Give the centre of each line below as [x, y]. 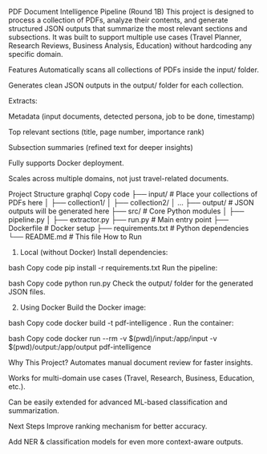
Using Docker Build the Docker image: [83, 307]
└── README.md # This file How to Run [75, 237]
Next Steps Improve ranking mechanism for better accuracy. [108, 426]
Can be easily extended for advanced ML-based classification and [118, 402]
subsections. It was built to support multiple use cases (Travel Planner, [125, 37]
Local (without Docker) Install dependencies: [94, 252]
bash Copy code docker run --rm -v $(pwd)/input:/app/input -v [113, 338]
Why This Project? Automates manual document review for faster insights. [131, 363]
